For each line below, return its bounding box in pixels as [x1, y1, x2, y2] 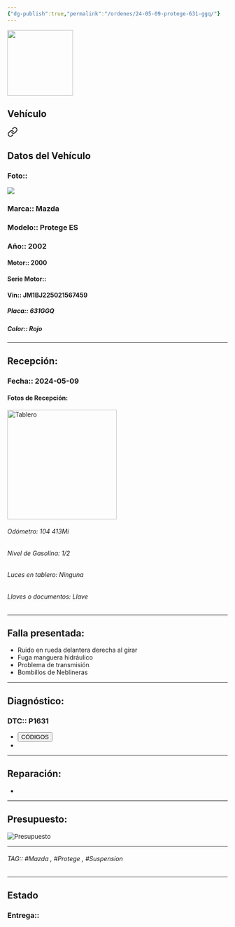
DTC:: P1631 [7, 716, 49, 725]
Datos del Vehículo [7, 150, 91, 162]
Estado [7, 890, 38, 902]
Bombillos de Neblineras [17, 668, 88, 676]
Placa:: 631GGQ [7, 307, 55, 315]
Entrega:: [7, 911, 40, 921]
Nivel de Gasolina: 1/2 [7, 549, 71, 557]
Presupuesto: [7, 814, 68, 825]
